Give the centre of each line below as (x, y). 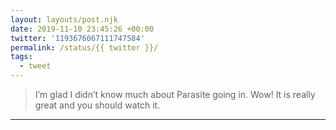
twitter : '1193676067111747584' (77, 38)
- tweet (35, 66)
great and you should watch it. (97, 105)
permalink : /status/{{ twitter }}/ (84, 47)
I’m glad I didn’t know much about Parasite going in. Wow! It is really (175, 94)
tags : (21, 57)
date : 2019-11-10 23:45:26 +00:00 (82, 29)
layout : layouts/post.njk (64, 19)
